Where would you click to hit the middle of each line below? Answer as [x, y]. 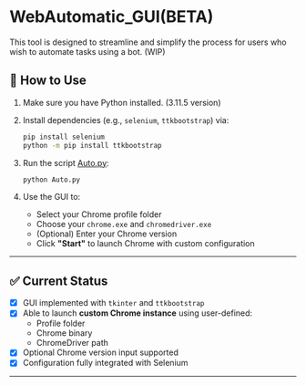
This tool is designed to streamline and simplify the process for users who [148, 42]
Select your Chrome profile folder [99, 214]
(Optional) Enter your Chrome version [107, 234]
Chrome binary [64, 333]
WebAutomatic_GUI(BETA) [112, 17]
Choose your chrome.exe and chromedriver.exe [124, 224]
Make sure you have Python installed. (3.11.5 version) [122, 102]
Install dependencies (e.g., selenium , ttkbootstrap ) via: [126, 120]
